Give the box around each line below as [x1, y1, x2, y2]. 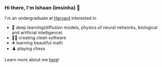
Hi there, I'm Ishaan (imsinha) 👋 [4, 4, 81, 11]
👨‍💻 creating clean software [11, 35, 66, 40]
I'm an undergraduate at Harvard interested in [4, 15, 97, 21]
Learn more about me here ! [4, 57, 60, 63]
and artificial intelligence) [11, 30, 63, 36]
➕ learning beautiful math [11, 40, 63, 46]
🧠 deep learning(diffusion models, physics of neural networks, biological [11, 25, 158, 30]
